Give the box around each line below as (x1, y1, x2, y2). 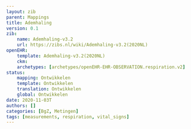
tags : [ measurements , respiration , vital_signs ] (6, 114, 130, 119)
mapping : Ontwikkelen (17, 75, 70, 81)
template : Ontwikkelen (17, 81, 73, 87)
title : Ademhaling (6, 20, 52, 26)
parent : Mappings (6, 14, 50, 20)
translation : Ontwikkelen (17, 86, 82, 92)
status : (6, 70, 26, 75)
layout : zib (6, 8, 36, 15)
